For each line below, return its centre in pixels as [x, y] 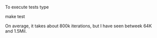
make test [15, 16]
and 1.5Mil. [16, 31]
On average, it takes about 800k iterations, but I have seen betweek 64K [78, 26]
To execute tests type [27, 7]
